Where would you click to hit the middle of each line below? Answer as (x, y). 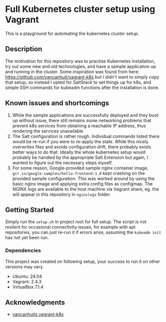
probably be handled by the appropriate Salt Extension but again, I (80, 157)
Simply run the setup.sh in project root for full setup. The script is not (76, 222)
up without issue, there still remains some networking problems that (82, 120)
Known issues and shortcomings (57, 103)
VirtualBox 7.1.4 (28, 287)
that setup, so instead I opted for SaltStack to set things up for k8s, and (78, 82)
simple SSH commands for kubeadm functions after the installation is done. (83, 87)
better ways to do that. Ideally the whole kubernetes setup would (79, 152)
